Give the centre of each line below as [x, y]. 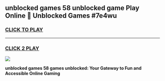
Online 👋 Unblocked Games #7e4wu [61, 16]
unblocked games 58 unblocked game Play [72, 8]
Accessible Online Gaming [33, 73]
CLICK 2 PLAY [22, 48]
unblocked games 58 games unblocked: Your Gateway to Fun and [73, 68]
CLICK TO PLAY [24, 30]
